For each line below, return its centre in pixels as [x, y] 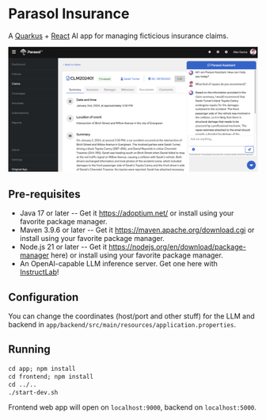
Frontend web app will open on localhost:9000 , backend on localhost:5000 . [133, 407]
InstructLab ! [39, 272]
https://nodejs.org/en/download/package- [177, 247]
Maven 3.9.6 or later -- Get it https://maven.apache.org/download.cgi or [137, 230]
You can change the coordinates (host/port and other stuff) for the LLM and [131, 316]
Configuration [44, 297]
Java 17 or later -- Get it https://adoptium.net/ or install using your [127, 213]
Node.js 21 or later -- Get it [63, 247]
